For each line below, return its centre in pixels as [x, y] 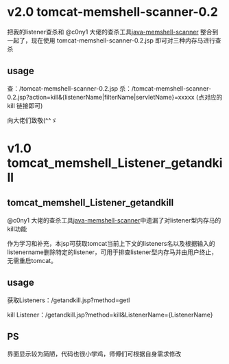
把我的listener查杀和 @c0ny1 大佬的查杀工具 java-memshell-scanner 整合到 [113, 32]
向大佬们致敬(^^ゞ [32, 120]
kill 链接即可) [25, 105]
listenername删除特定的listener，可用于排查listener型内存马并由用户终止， [112, 252]
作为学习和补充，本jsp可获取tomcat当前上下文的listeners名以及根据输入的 [111, 243]
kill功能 [17, 229]
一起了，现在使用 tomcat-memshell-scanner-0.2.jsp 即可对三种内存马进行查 [114, 40]
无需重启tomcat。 [32, 260]
